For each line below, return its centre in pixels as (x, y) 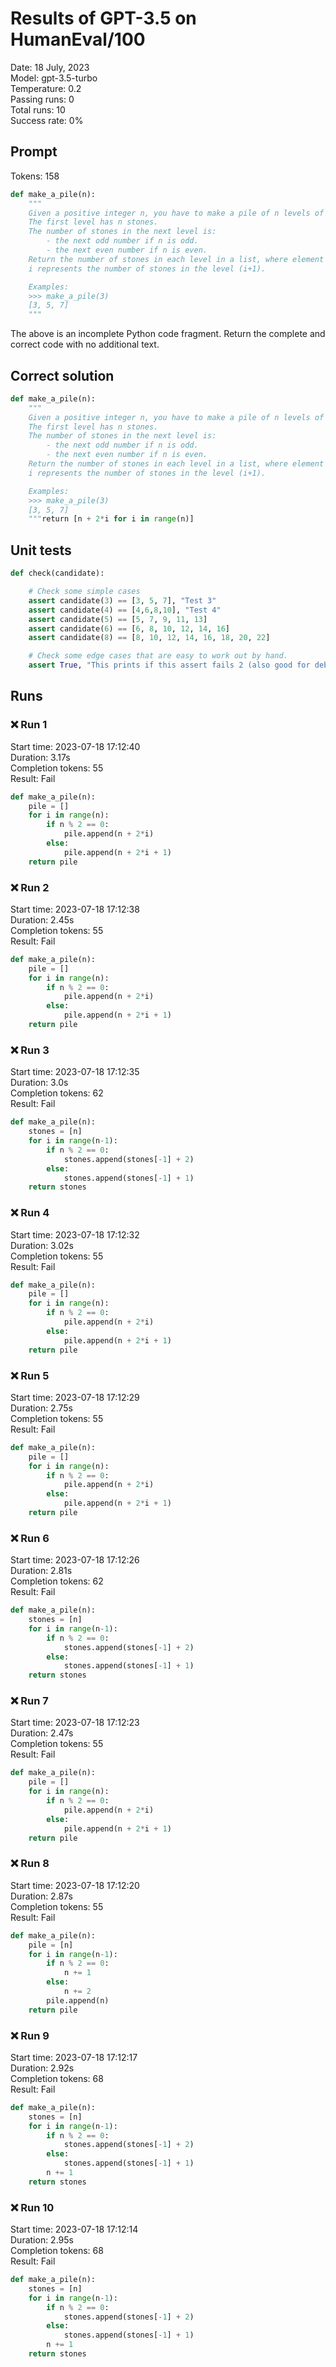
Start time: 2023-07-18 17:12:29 (75, 1397)
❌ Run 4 (30, 1213)
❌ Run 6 (30, 1538)
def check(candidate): (57, 573)
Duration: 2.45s (42, 919)
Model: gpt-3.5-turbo (54, 78)
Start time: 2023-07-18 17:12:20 (75, 1885)
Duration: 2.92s (42, 2068)
